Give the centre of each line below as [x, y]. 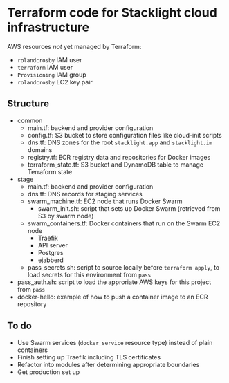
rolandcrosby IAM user [49, 59]
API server [53, 245]
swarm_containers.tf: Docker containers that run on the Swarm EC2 [124, 223]
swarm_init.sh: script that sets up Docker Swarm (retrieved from [129, 208]
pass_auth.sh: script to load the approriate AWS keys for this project [114, 282]
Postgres [51, 252]
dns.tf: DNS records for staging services [85, 194]
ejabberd [51, 260]
